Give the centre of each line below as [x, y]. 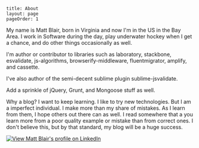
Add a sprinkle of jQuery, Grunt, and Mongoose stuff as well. [81, 90]
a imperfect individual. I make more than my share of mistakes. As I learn [96, 108]
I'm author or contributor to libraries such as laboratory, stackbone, [89, 54]
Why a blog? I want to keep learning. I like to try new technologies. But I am [99, 102]
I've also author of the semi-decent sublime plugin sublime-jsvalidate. [92, 78]
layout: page [22, 14]
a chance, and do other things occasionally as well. [69, 43]
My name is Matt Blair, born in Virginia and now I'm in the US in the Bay [94, 30]
